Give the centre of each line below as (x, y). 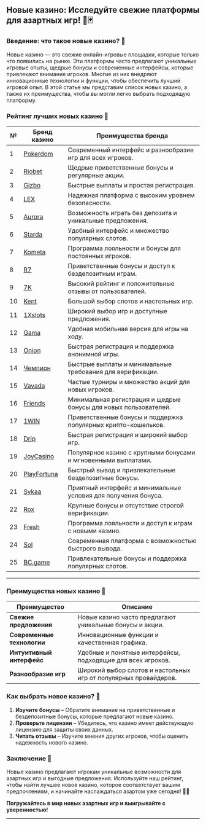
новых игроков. (91, 389)
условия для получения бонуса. (115, 495)
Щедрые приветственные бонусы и (120, 167)
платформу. (21, 100)
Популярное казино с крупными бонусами (132, 452)
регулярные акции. (96, 175)
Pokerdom (38, 154)
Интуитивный (31, 652)
